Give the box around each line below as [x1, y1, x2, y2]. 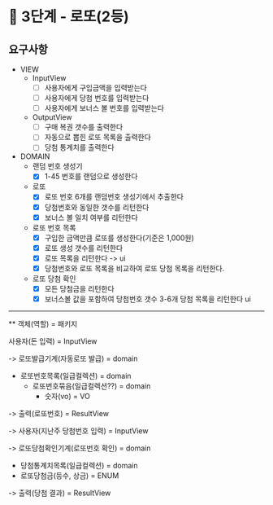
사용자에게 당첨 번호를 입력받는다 [44, 93, 149, 103]
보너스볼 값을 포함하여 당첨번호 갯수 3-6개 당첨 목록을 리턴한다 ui [44, 294, 252, 304]
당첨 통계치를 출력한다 [44, 143, 115, 152]
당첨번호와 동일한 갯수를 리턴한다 [44, 202, 149, 212]
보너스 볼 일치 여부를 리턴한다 [44, 213, 138, 222]
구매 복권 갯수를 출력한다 [44, 122, 123, 132]
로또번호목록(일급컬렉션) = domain [19, 371, 132, 380]
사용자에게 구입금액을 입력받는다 [44, 83, 148, 92]
